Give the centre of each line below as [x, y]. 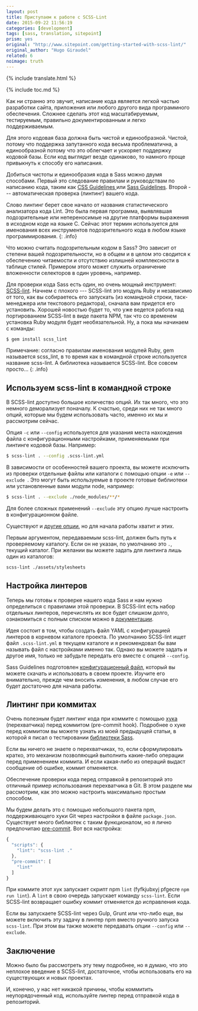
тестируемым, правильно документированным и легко [76, 120]
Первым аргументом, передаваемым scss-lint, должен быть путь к [91, 537]
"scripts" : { [27, 845]
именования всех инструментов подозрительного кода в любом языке [96, 230]
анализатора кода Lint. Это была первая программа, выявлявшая [89, 211]
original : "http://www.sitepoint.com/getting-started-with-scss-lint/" [96, 45]
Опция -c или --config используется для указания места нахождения [94, 432]
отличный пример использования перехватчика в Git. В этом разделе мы [99, 786]
